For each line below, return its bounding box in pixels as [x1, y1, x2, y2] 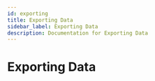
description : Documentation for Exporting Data [7, 29, 149, 37]
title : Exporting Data [7, 17, 73, 24]
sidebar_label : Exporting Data [7, 23, 98, 30]
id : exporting [7, 10, 49, 17]
